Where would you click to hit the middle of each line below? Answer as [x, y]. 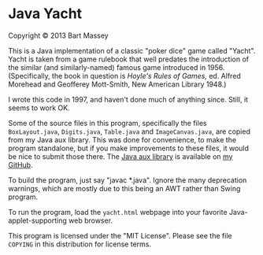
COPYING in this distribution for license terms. [80, 244]
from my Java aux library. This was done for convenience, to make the [122, 139]
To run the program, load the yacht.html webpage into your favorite [118, 212]
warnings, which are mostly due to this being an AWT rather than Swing [124, 188]
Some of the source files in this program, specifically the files [107, 123]
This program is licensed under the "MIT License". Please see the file [120, 235]
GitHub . [20, 164]
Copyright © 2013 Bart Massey [58, 35]
